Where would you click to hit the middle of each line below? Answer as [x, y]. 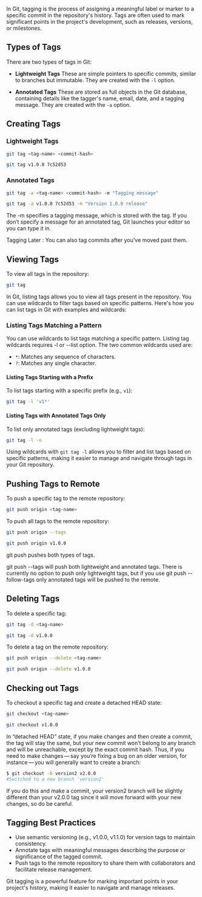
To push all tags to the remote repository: [58, 521]
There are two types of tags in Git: [49, 62]
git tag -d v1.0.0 [29, 635]
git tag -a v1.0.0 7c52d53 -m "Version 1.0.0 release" [77, 204]
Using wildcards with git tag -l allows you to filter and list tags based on [99, 452]
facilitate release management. [54, 870]
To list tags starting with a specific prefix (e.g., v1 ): [69, 391]
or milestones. [24, 28]
